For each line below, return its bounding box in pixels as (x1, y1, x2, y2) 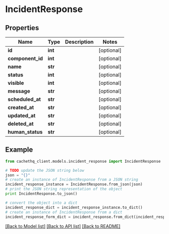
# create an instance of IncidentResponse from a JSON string (5, 177, 138, 182)
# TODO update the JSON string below (5, 168, 84, 173)
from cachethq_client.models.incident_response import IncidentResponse (5, 159, 161, 164)
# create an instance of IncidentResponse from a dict (5, 209, 123, 214)
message (8, 88, 30, 94)
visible (8, 79, 24, 86)
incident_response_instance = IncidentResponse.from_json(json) (5, 182, 143, 187)
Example (5, 146, 33, 154)
